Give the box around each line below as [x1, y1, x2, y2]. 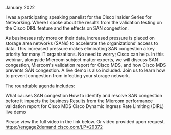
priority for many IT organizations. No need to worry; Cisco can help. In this [5, 51, 164, 57]
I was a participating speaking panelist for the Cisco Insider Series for [5, 14, 152, 20]
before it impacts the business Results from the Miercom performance [5, 98, 153, 104]
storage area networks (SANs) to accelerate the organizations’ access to [5, 40, 158, 46]
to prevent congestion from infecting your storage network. [5, 73, 130, 78]
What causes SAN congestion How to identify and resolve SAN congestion [5, 93, 162, 98]
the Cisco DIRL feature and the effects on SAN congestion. [5, 25, 129, 31]
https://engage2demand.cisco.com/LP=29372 [5, 124, 103, 130]
